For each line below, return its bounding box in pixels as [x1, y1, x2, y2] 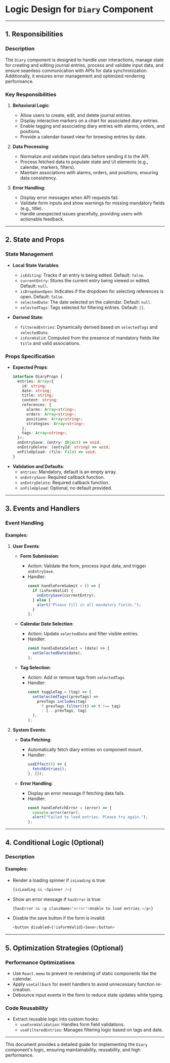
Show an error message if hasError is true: [12, 896, 102, 902]
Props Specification [5, 353, 55, 360]
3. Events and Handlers [5, 504, 80, 513]
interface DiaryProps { [12, 374, 63, 379]
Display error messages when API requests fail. [20, 194, 119, 201]
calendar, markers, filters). [20, 164, 75, 170]
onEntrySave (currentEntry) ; [37, 593, 96, 598]
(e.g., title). [20, 205, 43, 211]
